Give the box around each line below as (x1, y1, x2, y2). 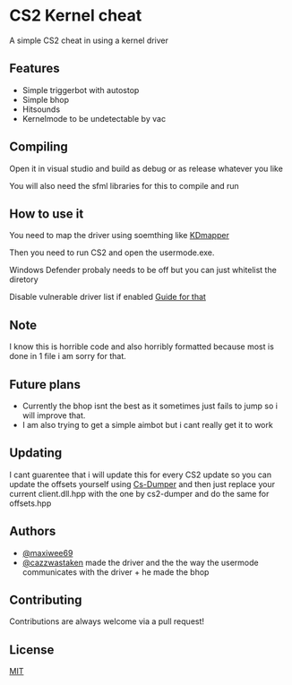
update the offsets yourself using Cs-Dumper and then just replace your (9, 478, 276, 489)
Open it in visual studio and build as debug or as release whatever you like (9, 163, 284, 174)
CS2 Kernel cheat (9, 5, 142, 26)
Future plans (9, 377, 81, 392)
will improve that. (21, 410, 86, 421)
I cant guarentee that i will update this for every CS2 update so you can (9, 469, 271, 480)
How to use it (9, 206, 84, 221)
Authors (9, 524, 56, 539)
